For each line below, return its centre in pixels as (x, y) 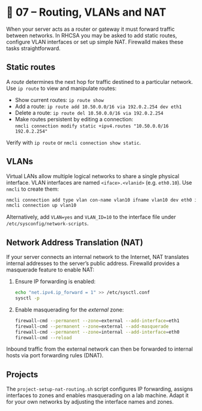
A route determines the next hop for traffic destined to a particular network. (100, 81)
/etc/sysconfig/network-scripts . (47, 223)
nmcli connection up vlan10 (41, 205)
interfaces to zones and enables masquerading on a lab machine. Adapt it (97, 395)
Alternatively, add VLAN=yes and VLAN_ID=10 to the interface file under (91, 217)
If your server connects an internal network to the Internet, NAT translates (98, 257)
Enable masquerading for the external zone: (69, 310)
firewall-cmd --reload (43, 337)
